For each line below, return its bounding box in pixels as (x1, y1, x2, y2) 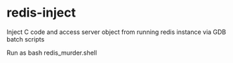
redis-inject (6, 5, 76, 21)
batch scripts (6, 35, 45, 43)
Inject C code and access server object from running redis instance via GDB (6, 28, 227, 36)
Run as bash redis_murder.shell (6, 48, 98, 57)
